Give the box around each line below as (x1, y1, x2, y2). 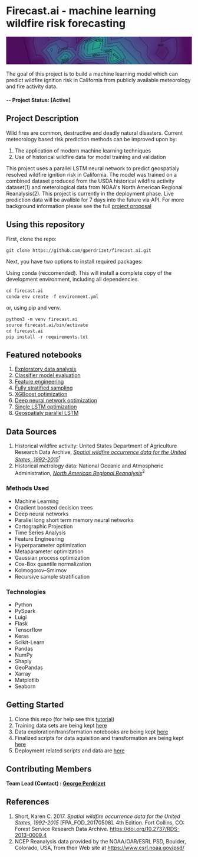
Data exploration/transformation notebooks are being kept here (14, 728, 169, 735)
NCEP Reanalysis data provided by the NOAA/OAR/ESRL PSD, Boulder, (14, 837, 187, 845)
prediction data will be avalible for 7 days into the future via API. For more (6, 196, 184, 203)
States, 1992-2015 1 (14, 455, 61, 463)
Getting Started (6, 700, 64, 710)
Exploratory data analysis (14, 365, 77, 373)
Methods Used (6, 484, 49, 492)
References (6, 797, 49, 807)
